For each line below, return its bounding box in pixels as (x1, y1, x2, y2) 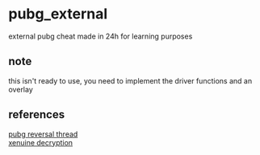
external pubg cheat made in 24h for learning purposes (8, 31, 193, 41)
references (8, 108, 65, 121)
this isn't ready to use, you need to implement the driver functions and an (8, 75, 253, 85)
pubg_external (8, 5, 108, 23)
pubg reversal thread (8, 129, 78, 139)
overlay (8, 84, 34, 94)
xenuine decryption (8, 137, 73, 147)
